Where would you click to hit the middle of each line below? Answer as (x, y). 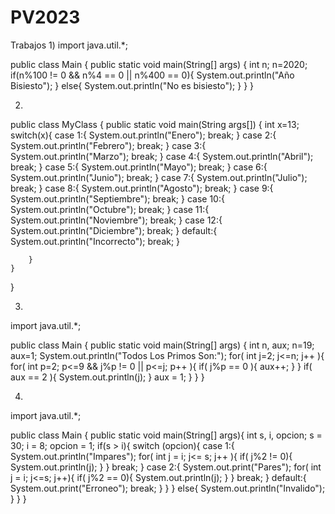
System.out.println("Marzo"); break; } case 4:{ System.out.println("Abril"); (162, 156)
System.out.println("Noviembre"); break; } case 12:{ (116, 220)
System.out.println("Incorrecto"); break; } (95, 241)
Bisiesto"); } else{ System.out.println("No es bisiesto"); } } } (132, 85)
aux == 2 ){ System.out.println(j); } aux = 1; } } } (107, 377)
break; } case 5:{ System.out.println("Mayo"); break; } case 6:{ (139, 167)
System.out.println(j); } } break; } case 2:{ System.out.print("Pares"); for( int (166, 467)
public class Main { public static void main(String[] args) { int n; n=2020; (159, 64)
